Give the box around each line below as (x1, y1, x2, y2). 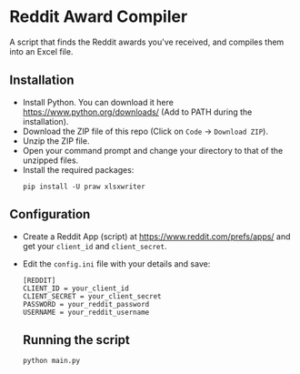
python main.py (22, 357, 81, 366)
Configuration (9, 207, 91, 222)
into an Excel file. (9, 45, 74, 56)
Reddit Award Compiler (9, 6, 188, 27)
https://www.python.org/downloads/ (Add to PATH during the (22, 106, 253, 117)
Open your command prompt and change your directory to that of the (22, 145, 284, 156)
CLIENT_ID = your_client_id (22, 284, 129, 293)
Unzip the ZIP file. (22, 135, 90, 147)
